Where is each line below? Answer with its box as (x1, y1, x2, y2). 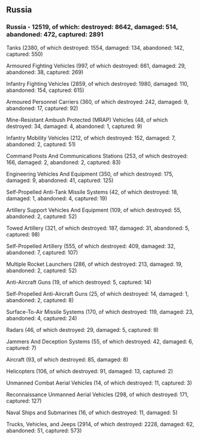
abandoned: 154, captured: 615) (6, 87, 85, 94)
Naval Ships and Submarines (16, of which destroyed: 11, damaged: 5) (6, 409, 178, 416)
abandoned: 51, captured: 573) (6, 427, 82, 434)
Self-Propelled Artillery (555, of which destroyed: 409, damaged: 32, (6, 242, 175, 249)
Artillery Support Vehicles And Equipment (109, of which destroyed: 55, (6, 206, 181, 213)
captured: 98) (6, 231, 40, 238)
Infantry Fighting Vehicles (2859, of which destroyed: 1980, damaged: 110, (6, 80, 189, 87)
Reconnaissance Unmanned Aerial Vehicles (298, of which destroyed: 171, (6, 391, 189, 398)
